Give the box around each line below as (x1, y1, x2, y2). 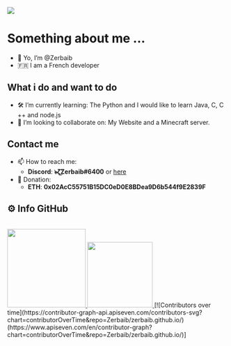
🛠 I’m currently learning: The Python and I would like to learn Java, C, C (17, 100, 224, 109)
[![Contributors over (154, 301, 211, 310)
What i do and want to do (7, 82, 118, 93)
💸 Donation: (17, 175, 51, 183)
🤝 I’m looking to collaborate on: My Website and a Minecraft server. (17, 118, 210, 126)
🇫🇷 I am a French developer (17, 61, 99, 69)
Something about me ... (7, 31, 146, 47)
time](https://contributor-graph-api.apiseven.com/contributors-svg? (7, 308, 203, 317)
